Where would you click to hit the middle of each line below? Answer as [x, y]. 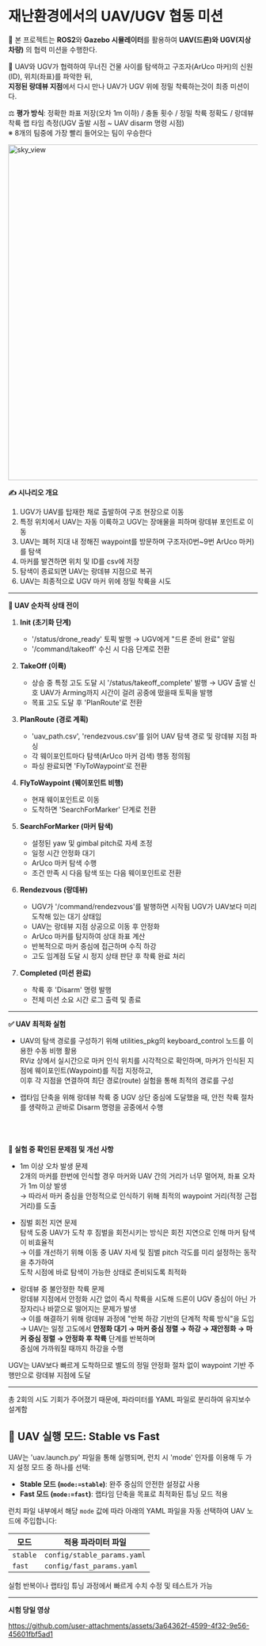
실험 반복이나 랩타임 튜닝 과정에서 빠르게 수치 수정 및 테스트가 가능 [110, 1585]
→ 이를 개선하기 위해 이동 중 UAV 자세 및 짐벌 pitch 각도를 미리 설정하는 [131, 1252]
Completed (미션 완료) [55, 972]
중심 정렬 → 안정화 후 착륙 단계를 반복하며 [91, 1338]
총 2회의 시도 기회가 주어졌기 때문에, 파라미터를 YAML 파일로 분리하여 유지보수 [129, 1399]
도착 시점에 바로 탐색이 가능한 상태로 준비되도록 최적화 [103, 1272]
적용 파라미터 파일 [95, 1542]
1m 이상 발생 [47, 1186]
